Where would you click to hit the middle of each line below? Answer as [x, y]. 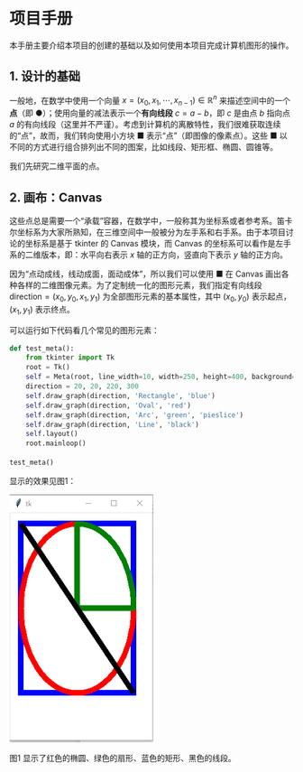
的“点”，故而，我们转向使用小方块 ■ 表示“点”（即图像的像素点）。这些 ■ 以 [149, 135]
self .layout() [52, 434]
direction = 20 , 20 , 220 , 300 [83, 386]
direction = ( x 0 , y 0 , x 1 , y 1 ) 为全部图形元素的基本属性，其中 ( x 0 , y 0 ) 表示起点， [150, 297]
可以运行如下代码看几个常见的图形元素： [84, 330]
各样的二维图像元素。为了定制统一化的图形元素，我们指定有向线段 [139, 285]
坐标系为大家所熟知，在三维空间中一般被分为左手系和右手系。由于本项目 [151, 232]
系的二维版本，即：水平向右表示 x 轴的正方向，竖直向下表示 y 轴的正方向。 [149, 255]
